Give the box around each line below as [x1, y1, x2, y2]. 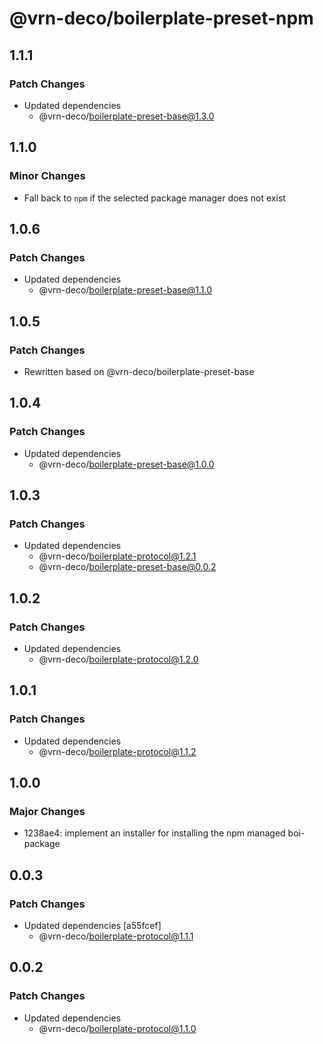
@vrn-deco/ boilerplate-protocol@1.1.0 [38, 1022, 197, 1034]
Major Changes [9, 805, 86, 818]
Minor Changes [9, 169, 86, 183]
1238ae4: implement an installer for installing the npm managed [23, 827, 286, 839]
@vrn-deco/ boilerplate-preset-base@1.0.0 [38, 458, 215, 470]
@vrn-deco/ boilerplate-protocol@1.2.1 [38, 550, 197, 562]
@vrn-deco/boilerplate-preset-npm [9, 7, 314, 30]
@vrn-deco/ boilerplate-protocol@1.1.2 [38, 745, 197, 757]
